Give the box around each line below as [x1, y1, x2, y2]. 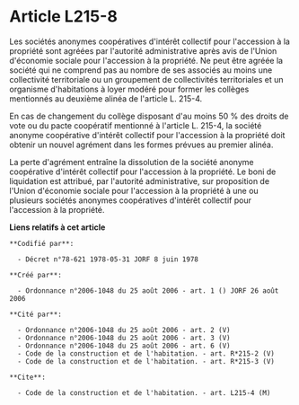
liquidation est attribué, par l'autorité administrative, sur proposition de [9, 175, 270, 186]
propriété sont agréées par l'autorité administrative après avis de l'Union [9, 45, 277, 56]
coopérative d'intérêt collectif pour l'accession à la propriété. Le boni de [9, 166, 277, 177]
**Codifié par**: [9, 239, 75, 248]
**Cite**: [9, 373, 47, 382]
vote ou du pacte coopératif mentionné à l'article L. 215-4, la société [9, 119, 262, 131]
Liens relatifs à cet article [9, 222, 106, 233]
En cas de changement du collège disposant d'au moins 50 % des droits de [9, 110, 289, 121]
